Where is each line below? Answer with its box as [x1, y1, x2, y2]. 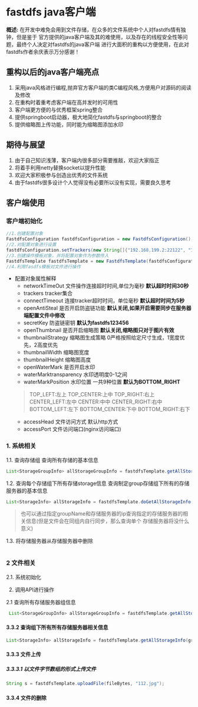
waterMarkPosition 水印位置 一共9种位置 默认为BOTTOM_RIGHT [23, 379, 181, 386]
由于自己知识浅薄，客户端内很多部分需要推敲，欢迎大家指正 [14, 157, 160, 164]
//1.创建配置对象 [6, 231, 43, 237]
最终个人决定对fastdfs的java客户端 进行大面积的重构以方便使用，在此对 [16, 41, 190, 48]
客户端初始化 [6, 217, 43, 225]
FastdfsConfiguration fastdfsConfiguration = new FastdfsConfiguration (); [6, 236, 194, 242]
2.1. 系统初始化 [6, 574, 42, 581]
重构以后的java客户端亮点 [6, 67, 100, 77]
